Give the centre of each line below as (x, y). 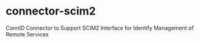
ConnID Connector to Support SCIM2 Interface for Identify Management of (100, 28)
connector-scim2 (51, 11)
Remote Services (27, 34)
